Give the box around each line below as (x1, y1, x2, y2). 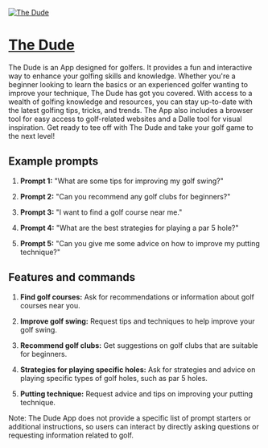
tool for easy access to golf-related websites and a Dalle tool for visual (8, 114, 243, 124)
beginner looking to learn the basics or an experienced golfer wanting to (8, 79, 248, 89)
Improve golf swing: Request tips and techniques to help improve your (19, 316, 255, 326)
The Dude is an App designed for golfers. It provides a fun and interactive (8, 62, 253, 72)
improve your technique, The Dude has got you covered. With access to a (8, 88, 253, 98)
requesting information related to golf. (8, 430, 134, 440)
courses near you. (19, 300, 80, 310)
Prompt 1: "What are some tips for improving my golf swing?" (19, 176, 224, 186)
